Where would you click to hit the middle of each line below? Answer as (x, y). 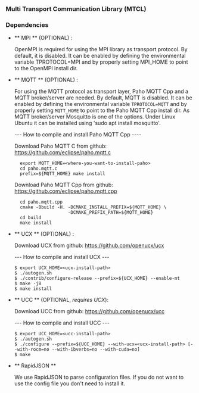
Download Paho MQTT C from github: (60, 146)
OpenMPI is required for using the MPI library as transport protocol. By (101, 49)
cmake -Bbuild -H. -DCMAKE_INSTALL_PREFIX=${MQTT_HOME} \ (93, 207)
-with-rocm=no (32, 350)
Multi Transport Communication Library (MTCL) (76, 9)
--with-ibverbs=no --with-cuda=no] (96, 350)
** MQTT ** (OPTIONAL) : (46, 80)
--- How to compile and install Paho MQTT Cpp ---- (78, 135)
